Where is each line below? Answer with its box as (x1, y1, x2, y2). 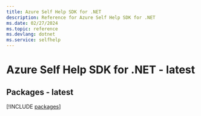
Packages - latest (6, 87, 74, 97)
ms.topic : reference (6, 25, 59, 32)
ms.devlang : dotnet (6, 31, 56, 37)
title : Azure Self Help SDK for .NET (6, 8, 102, 15)
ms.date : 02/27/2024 (6, 20, 59, 26)
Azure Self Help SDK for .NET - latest (6, 63, 196, 77)
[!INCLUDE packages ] (6, 103, 61, 110)
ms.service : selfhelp (6, 37, 61, 43)
